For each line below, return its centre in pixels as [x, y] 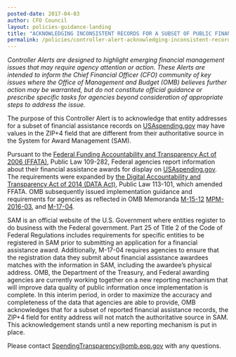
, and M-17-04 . [53, 207]
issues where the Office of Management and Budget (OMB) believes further [117, 82]
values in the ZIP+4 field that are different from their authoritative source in [116, 134]
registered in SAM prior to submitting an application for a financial [103, 242]
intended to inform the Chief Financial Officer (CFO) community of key [109, 75]
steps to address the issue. [46, 105]
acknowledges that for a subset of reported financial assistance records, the [118, 310]
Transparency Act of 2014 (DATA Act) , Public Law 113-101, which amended [115, 184]
